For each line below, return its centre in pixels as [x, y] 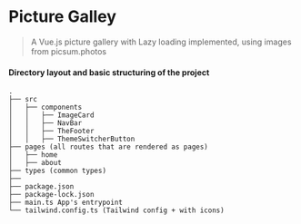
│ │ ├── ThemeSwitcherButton [72, 139]
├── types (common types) [57, 171]
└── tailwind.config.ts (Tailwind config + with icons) [116, 210]
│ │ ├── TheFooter [51, 131]
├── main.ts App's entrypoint [66, 203]
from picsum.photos [69, 51]
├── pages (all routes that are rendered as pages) [108, 147]
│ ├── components [45, 107]
